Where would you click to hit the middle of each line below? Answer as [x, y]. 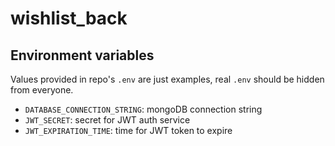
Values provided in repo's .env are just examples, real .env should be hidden [167, 79]
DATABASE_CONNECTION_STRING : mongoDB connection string [143, 109]
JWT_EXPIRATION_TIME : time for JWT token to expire [128, 130]
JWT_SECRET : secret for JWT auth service [107, 120]
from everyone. [42, 90]
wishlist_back [69, 18]
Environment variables [82, 55]
